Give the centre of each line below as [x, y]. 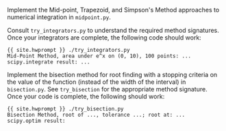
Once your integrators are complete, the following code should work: [104, 38]
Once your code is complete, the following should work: [86, 96]
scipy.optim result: [37, 121]
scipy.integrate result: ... [49, 62]
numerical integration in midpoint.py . [59, 17]
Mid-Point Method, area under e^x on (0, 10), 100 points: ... [99, 56]
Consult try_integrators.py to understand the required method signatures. [113, 30]
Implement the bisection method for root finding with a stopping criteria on [112, 75]
